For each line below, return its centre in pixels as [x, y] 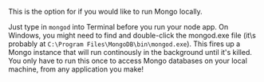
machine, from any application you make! [76, 69]
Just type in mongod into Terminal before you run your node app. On [118, 27]
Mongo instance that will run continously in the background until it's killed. [130, 52]
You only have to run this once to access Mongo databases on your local [128, 61]
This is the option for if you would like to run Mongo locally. [106, 12]
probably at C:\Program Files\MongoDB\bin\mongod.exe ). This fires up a [124, 44]
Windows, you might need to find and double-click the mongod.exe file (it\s [132, 35]
